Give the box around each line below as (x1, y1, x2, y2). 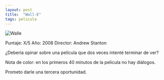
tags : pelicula (5, 16, 37, 21)
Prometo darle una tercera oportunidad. (5, 69, 87, 75)
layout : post (5, 7, 32, 12)
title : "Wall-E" (5, 12, 41, 17)
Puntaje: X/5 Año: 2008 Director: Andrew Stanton (5, 40, 106, 46)
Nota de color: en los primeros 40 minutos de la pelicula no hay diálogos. (5, 59, 156, 65)
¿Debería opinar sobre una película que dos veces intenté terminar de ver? (5, 49, 159, 55)
